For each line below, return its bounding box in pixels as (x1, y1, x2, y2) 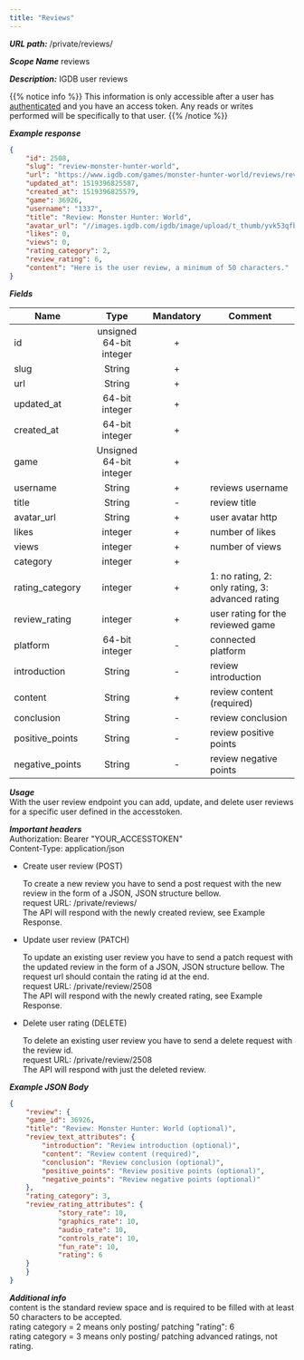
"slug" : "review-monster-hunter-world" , (25, 162, 180, 171)
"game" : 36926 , (25, 196, 83, 205)
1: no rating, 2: (209, 569, 272, 582)
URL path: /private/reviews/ (9, 38, 113, 49)
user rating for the (209, 607, 287, 619)
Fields (9, 287, 33, 299)
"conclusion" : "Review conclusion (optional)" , (42, 1158, 224, 1167)
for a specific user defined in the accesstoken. (9, 806, 183, 817)
